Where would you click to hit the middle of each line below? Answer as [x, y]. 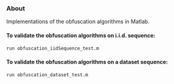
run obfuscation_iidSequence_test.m [53, 48]
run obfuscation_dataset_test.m [47, 75]
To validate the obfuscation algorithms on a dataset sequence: [87, 62]
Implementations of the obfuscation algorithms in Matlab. [78, 22]
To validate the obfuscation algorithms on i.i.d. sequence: [81, 35]
